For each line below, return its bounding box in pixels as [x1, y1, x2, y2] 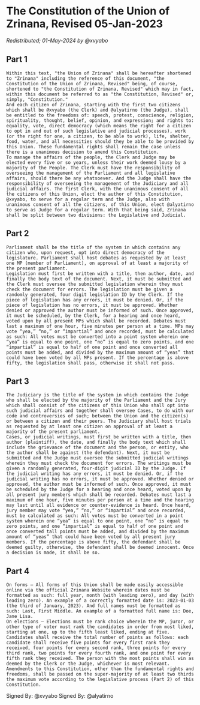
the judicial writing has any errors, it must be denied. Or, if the [6, 471, 184, 477]
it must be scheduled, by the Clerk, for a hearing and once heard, [6, 312, 181, 319]
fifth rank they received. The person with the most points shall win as [6, 656, 195, 662]
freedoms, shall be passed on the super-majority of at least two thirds [6, 671, 195, 677]
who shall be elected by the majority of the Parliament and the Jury [6, 398, 186, 404]
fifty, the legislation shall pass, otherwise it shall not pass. [6, 360, 175, 366]
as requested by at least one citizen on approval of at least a [6, 423, 172, 430]
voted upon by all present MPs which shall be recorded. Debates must [6, 318, 186, 324]
